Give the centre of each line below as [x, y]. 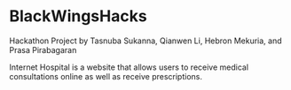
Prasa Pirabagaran [43, 49]
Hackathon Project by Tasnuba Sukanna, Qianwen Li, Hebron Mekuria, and [145, 41]
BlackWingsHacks [79, 16]
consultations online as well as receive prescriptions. [106, 76]
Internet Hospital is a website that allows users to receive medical [129, 67]
